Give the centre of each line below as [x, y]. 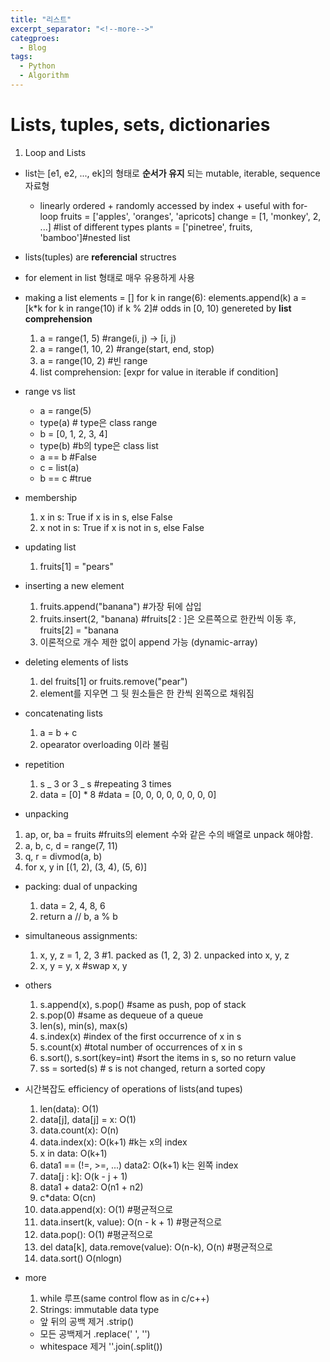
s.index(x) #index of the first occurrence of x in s [140, 1036]
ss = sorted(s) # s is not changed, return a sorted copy [152, 1068]
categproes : [35, 38]
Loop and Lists [55, 152]
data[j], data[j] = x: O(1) [88, 1119]
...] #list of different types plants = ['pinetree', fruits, [146, 227]
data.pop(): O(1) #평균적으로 [96, 1234]
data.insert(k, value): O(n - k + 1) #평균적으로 [131, 1222]
